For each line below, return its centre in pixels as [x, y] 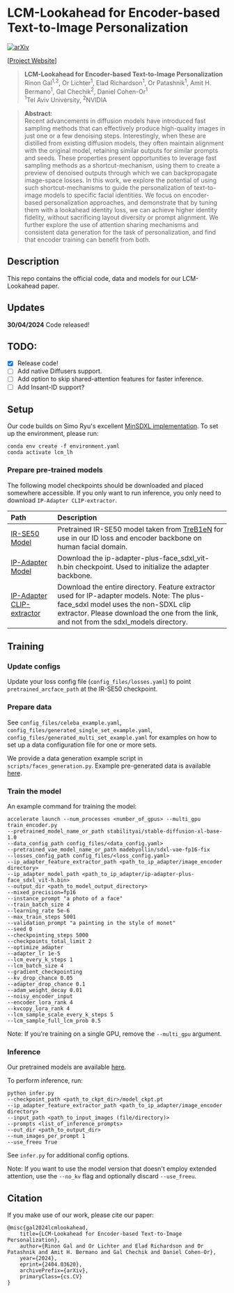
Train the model [34, 791]
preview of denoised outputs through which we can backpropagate [121, 173]
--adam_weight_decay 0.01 [45, 990]
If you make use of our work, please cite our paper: [81, 1215]
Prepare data [30, 707]
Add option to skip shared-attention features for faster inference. [110, 379]
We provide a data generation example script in [75, 758]
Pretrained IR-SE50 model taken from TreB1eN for [140, 529]
